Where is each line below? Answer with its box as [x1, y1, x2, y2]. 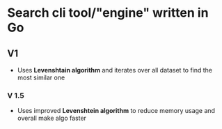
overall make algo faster [17, 114, 87, 123]
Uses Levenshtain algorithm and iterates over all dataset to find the [17, 66, 213, 74]
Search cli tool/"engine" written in [7, 5, 209, 21]
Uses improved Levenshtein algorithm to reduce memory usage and [17, 107, 216, 115]
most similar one [17, 73, 65, 82]
